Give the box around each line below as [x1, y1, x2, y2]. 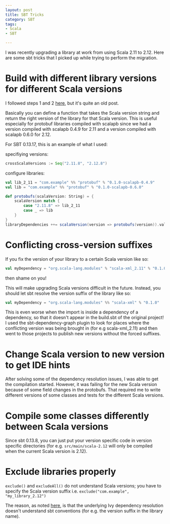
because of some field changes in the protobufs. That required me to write [5, 387, 161, 393]
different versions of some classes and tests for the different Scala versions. [5, 392, 164, 398]
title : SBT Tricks [5, 12, 44, 17]
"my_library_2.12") [5, 494, 47, 499]
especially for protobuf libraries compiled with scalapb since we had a [5, 120, 152, 127]
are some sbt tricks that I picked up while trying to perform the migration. [5, 55, 158, 61]
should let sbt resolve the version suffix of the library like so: [5, 290, 132, 296]
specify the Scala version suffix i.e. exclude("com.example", [5, 488, 130, 495]
